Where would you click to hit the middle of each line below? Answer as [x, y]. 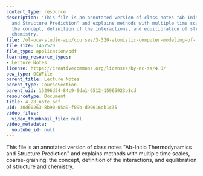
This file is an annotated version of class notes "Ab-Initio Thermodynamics [99, 147]
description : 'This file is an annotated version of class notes [90, 18]
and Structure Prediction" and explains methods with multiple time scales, [98, 154]
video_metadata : [27, 125]
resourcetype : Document [36, 96]
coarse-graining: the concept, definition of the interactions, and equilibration [101, 160]
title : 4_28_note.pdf [34, 102]
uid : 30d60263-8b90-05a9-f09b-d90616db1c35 [62, 107]
